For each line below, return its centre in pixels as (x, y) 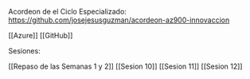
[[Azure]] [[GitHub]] (41, 36)
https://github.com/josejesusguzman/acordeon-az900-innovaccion (119, 20)
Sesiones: (25, 51)
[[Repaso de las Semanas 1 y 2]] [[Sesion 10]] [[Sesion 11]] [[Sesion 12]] (125, 66)
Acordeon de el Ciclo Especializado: (68, 12)
